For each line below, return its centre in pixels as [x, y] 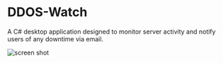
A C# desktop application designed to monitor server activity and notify [111, 31]
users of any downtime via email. [56, 38]
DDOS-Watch [47, 12]
